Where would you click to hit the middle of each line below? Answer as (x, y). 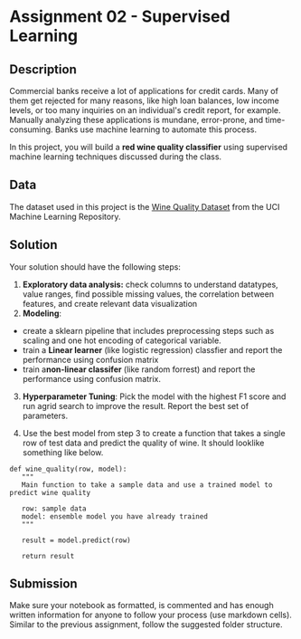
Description (43, 69)
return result (48, 556)
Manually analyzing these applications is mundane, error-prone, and (136, 120)
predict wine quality (50, 492)
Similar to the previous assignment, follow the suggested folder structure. (146, 625)
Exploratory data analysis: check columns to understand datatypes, (150, 284)
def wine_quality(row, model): (68, 469)
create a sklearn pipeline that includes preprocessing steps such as (148, 330)
